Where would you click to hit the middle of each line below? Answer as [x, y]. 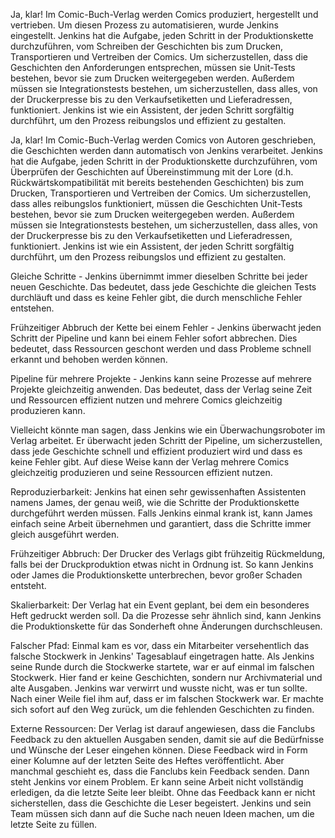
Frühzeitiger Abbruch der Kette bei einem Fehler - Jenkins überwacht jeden [166, 327]
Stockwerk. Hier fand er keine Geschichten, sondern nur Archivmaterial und [166, 677]
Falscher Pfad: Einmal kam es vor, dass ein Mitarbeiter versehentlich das [160, 645]
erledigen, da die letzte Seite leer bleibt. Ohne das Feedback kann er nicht [163, 792]
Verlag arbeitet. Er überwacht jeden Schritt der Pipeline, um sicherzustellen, [166, 440]
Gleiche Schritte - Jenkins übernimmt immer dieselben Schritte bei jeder [159, 276]
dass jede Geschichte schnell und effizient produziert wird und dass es [156, 451]
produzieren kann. [48, 410]
